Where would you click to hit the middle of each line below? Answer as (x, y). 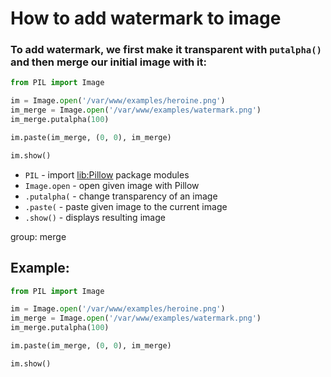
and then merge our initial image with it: (108, 62)
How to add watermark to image (146, 18)
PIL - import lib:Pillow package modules (107, 174)
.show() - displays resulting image (95, 217)
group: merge (38, 236)
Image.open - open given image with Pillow (112, 185)
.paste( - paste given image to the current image (126, 206)
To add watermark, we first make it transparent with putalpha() (166, 50)
